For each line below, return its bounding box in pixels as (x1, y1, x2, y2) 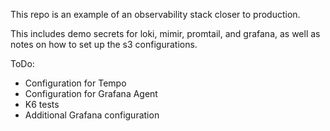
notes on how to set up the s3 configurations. (10, 39, 198, 50)
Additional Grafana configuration (24, 109, 160, 121)
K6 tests (24, 99, 60, 110)
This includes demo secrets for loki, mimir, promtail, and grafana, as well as (10, 28, 321, 39)
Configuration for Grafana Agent (24, 88, 158, 99)
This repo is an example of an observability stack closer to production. (10, 9, 301, 20)
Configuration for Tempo (24, 77, 127, 89)
